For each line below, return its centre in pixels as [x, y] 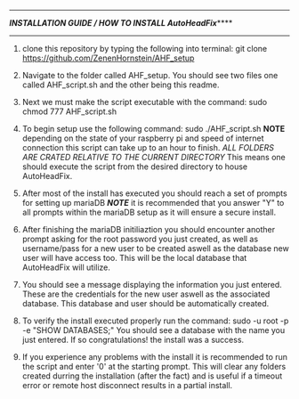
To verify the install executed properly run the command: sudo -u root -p [155, 321]
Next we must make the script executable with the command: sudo [145, 102]
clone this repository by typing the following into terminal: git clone [145, 49]
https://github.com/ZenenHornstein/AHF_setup [108, 58]
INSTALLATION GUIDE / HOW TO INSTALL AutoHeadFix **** [121, 23]
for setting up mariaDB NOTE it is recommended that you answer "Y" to [153, 203]
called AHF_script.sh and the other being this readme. [121, 85]
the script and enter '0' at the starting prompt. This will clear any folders [154, 366]
